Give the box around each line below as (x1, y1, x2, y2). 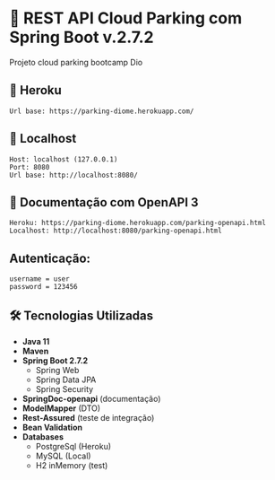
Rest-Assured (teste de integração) (21, 413, 155, 423)
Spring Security (35, 384, 94, 394)
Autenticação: (9, 250, 91, 266)
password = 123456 (9, 283, 78, 292)
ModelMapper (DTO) (21, 403, 101, 414)
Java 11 (21, 336, 50, 346)
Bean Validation (21, 422, 83, 432)
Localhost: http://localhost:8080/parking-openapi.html (9, 226, 222, 236)
